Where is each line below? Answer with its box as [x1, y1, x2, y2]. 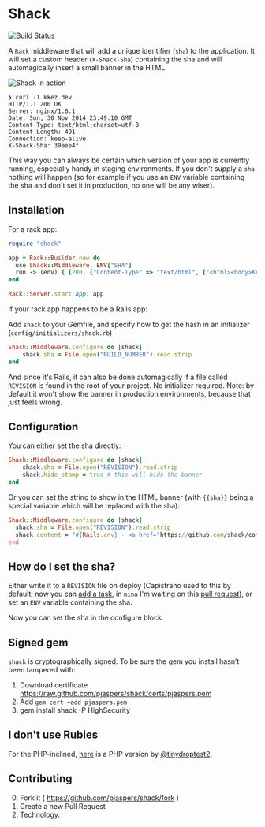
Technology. [19, 810, 61, 819]
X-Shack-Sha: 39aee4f [8, 141, 80, 150]
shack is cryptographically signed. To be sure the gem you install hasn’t [8, 657, 240, 666]
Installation [8, 203, 65, 217]
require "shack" [8, 240, 62, 248]
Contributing [8, 772, 73, 785]
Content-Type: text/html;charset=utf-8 [8, 121, 140, 129]
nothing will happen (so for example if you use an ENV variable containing [8, 172, 245, 181]
